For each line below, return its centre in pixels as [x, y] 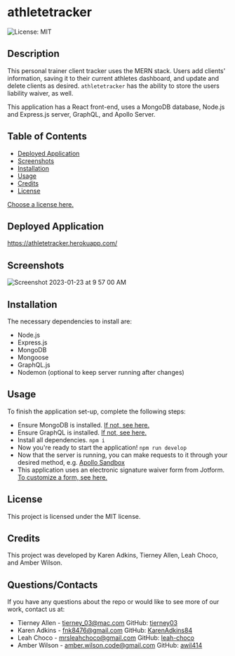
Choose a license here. [40, 204]
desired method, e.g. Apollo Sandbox [71, 462]
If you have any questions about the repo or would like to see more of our [113, 602]
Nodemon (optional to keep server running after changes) [101, 372]
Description [33, 54]
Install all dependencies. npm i [61, 439]
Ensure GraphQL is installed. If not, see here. [82, 432]
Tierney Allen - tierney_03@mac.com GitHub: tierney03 [97, 623]
